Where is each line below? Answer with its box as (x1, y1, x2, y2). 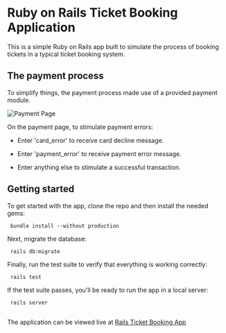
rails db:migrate (10, 248, 60, 255)
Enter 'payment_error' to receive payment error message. (17, 149, 182, 157)
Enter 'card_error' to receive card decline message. (17, 136, 164, 144)
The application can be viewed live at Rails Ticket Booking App (7, 318, 186, 326)
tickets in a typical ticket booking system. (7, 50, 125, 58)
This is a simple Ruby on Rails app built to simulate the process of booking (7, 42, 220, 51)
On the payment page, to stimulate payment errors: (7, 123, 154, 131)
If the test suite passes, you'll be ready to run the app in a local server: (7, 286, 209, 294)
